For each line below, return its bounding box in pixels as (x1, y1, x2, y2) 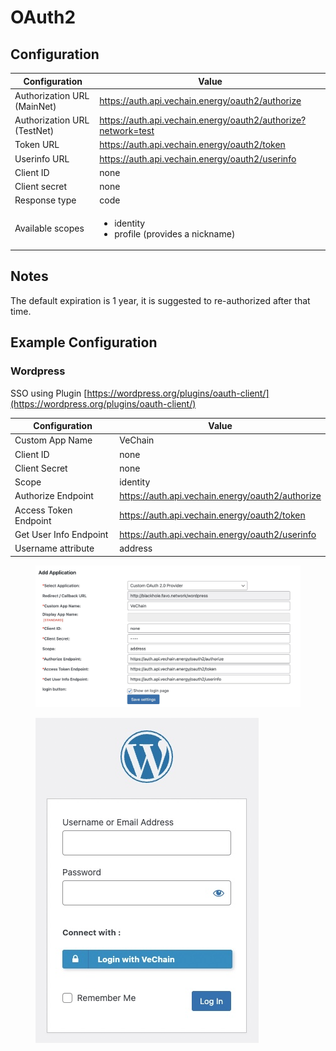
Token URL (14, 139, 60, 151)
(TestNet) (14, 125, 55, 136)
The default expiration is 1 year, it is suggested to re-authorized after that (10, 294, 311, 306)
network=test (99, 125, 155, 136)
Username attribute (14, 542, 95, 554)
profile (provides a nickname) (114, 227, 236, 240)
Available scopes (14, 222, 85, 234)
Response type (14, 194, 77, 206)
